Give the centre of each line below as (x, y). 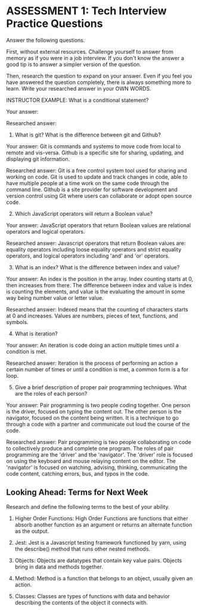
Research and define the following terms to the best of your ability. (88, 507)
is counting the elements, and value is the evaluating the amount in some (96, 291)
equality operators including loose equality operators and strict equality (94, 249)
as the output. (32, 531)
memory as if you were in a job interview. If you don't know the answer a (95, 58)
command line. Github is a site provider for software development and (92, 189)
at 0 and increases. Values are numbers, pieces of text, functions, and (92, 316)
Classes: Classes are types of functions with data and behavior (92, 596)
